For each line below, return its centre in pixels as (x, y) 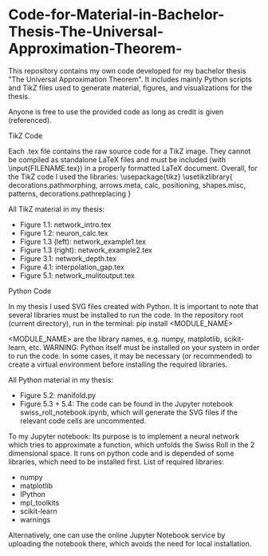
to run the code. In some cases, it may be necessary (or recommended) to (130, 355)
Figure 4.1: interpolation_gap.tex (72, 267)
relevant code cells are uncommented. (83, 420)
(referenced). (30, 120)
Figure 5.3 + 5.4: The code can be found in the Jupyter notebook (126, 403)
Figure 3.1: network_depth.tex (68, 258)
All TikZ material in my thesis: (57, 208)
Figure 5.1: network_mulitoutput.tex (77, 275)
